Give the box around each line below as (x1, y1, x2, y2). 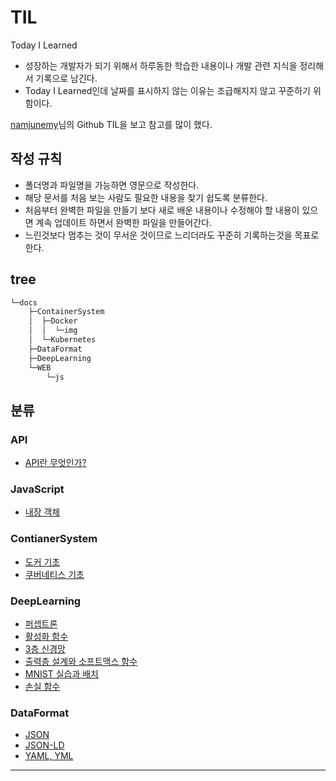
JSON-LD (24, 739, 65, 751)
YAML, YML (24, 750, 74, 762)
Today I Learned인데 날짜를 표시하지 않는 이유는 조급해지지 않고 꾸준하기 (24, 84, 311, 96)
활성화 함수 (24, 631, 69, 643)
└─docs (10, 297, 38, 308)
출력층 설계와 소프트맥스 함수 (24, 656, 138, 668)
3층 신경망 (24, 643, 66, 655)
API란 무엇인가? (24, 457, 87, 469)
